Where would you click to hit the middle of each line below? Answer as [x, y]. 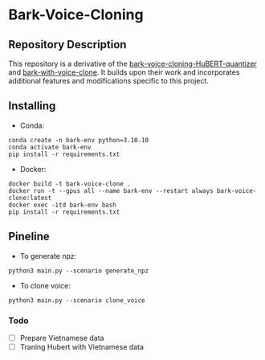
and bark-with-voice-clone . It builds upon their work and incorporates [124, 72]
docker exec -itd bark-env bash [62, 205]
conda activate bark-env [50, 147]
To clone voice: [45, 285]
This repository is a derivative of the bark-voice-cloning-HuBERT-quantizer [132, 63]
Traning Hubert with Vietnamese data [82, 346]
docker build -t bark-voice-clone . [69, 184]
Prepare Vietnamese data [62, 337]
